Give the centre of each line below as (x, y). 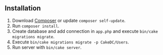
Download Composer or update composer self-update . (69, 20)
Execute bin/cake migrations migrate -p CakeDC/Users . (71, 42)
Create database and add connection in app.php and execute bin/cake (85, 31)
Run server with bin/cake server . (47, 47)
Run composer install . (35, 26)
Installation (23, 8)
